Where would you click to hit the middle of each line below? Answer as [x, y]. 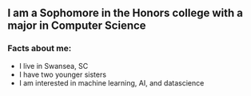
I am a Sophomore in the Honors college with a [125, 13]
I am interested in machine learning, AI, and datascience [112, 82]
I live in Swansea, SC [54, 66]
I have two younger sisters [63, 74]
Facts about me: [40, 49]
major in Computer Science [77, 26]
